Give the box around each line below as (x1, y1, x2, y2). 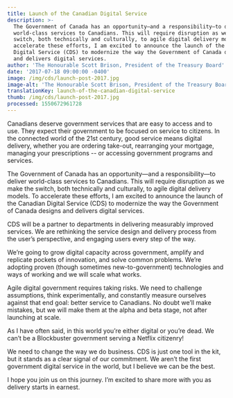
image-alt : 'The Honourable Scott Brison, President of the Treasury (7, 81, 213, 88)
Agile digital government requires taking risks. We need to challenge (7, 284, 202, 292)
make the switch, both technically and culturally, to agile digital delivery (7, 184, 212, 193)
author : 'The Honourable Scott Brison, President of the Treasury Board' (7, 62, 225, 69)
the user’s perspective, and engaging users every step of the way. (7, 234, 196, 243)
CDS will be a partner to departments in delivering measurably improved (7, 220, 214, 228)
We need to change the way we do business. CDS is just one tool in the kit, (7, 347, 221, 356)
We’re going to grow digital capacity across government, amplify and (7, 248, 205, 257)
